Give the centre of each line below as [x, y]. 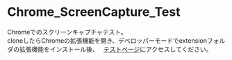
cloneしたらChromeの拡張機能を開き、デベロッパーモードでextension [107, 40]
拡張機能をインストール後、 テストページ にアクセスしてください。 [116, 49]
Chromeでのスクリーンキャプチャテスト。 [67, 32]
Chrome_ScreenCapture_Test [94, 12]
